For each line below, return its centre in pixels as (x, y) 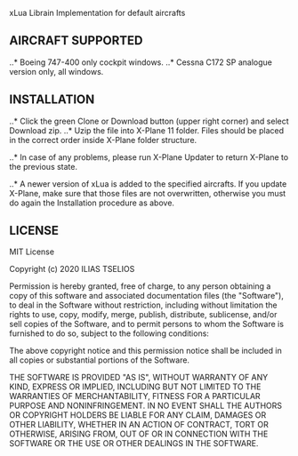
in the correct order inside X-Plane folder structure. (103, 140)
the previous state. (44, 166)
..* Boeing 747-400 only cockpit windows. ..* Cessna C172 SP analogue (141, 62)
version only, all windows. (56, 71)
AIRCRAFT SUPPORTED (76, 40)
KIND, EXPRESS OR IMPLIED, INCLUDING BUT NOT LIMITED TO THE (135, 387)
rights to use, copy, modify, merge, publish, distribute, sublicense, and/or (143, 315)
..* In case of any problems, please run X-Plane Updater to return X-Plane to (149, 157)
